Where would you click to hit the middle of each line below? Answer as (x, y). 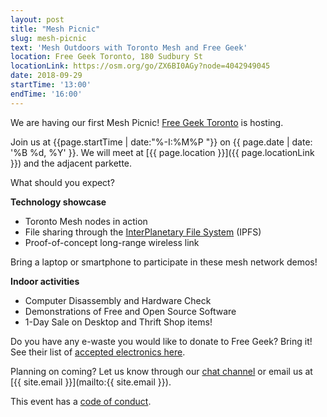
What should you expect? (62, 182)
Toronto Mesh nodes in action (86, 221)
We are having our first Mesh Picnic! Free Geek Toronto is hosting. (147, 122)
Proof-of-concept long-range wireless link (112, 242)
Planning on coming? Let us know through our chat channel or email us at (161, 371)
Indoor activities (45, 281)
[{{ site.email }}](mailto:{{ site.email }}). (91, 382)
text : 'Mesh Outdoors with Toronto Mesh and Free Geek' (129, 47)
